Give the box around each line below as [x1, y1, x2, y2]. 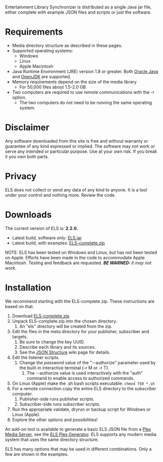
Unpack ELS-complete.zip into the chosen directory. [12, 318, 118, 324]
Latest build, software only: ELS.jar [12, 234, 82, 241]
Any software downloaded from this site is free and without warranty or [5, 138, 148, 144]
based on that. [5, 303, 34, 309]
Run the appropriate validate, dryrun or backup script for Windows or [12, 406, 151, 412]
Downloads [5, 210, 52, 220]
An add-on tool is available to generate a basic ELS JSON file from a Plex [5, 426, 151, 432]
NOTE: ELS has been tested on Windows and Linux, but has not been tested [5, 249, 157, 255]
